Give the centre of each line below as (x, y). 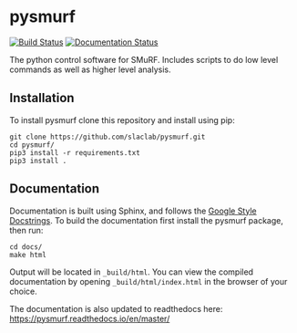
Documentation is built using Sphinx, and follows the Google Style (133, 211)
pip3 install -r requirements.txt (75, 152)
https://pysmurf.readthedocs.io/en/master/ (90, 318)
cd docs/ (26, 247)
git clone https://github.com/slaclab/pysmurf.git (108, 137)
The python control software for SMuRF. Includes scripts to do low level (144, 59)
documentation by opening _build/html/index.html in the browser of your (148, 281)
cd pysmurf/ (32, 145)
